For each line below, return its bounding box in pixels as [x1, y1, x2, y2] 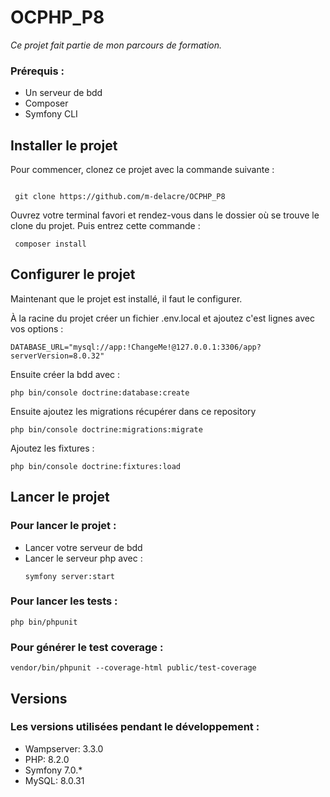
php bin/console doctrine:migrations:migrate [10, 424, 203, 435]
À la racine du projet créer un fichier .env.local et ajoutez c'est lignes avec [10, 312, 315, 324]
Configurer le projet [10, 266, 136, 283]
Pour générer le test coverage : [10, 640, 164, 654]
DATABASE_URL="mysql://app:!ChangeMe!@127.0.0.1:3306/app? [10, 342, 262, 352]
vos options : [10, 322, 64, 335]
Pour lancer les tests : [10, 594, 118, 608]
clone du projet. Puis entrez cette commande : [10, 220, 201, 232]
